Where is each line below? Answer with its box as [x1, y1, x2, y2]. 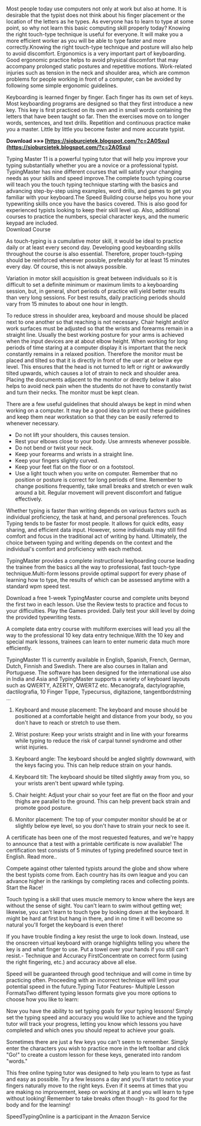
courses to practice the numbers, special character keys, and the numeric [6, 213, 189, 220]
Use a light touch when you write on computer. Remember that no [14, 470, 178, 477]
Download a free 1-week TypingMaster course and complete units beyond [6, 595, 189, 601]
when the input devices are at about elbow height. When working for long [6, 337, 188, 345]
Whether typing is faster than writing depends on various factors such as [6, 507, 187, 514]
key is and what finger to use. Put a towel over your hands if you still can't [6, 946, 189, 952]
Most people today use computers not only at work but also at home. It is [6, 5, 187, 12]
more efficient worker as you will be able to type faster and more [6, 37, 166, 44]
